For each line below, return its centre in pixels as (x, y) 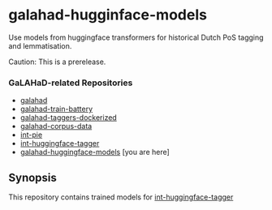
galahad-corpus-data (56, 126)
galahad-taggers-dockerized (69, 118)
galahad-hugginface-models (108, 15)
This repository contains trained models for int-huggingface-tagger (121, 197)
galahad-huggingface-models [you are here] (95, 152)
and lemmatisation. (40, 45)
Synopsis (32, 177)
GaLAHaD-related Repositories (71, 83)
